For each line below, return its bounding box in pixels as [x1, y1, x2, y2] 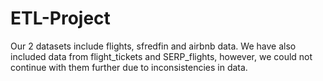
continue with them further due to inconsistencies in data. [10, 61, 248, 73]
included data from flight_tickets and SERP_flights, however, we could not [10, 50, 313, 62]
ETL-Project [10, 7, 111, 30]
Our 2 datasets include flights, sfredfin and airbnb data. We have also [10, 40, 297, 52]
